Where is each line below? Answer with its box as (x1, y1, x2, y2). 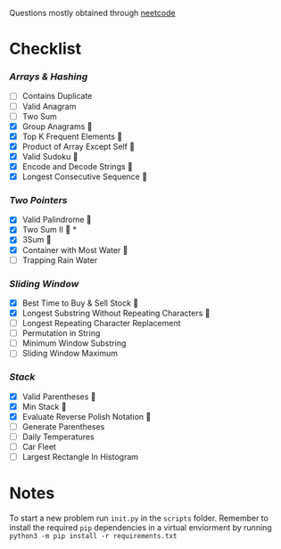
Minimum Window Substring (21, 338, 127, 348)
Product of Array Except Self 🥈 (21, 141, 136, 152)
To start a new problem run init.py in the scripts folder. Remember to (9, 512, 269, 523)
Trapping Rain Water (21, 254, 98, 266)
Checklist (9, 39, 82, 59)
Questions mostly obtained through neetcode (9, 8, 176, 18)
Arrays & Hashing (9, 70, 88, 83)
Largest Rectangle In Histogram (21, 452, 139, 462)
